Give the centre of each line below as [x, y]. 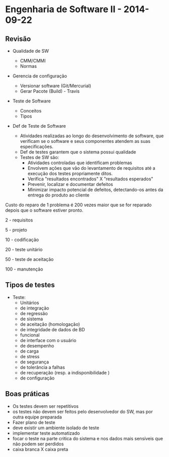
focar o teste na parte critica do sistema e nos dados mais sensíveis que [88, 438]
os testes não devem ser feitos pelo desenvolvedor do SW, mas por [82, 411]
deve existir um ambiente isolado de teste [56, 428]
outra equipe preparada [37, 417]
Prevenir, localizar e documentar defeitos [70, 184]
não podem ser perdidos [38, 444]
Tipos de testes [30, 285]
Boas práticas [27, 394]
